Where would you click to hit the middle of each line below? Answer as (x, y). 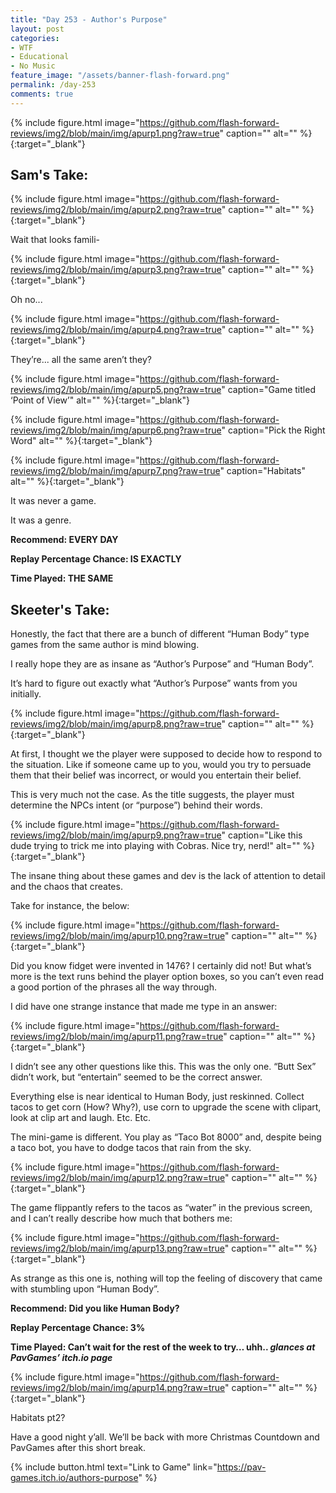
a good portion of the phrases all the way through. (113, 987)
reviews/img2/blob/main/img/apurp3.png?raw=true (116, 270)
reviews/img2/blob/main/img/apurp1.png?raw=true (115, 133)
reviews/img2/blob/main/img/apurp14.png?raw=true (118, 1388)
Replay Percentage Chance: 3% (78, 1328)
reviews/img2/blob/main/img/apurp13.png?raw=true (117, 1248)
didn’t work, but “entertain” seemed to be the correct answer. (136, 1077)
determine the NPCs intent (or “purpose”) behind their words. (136, 805)
